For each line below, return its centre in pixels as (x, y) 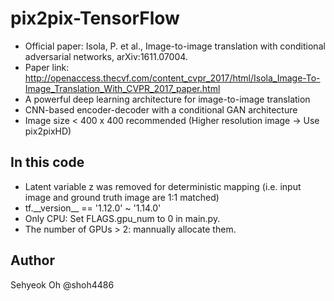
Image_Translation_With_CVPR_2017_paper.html (122, 88)
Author (32, 260)
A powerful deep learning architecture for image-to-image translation (167, 99)
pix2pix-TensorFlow (95, 18)
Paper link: (47, 67)
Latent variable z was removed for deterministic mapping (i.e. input (163, 186)
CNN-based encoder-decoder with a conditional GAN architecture (161, 109)
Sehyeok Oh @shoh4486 (62, 284)
